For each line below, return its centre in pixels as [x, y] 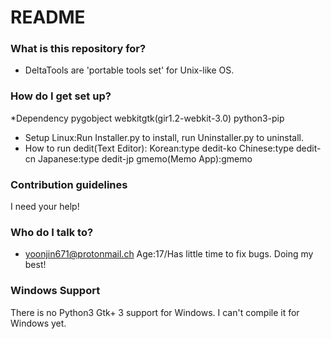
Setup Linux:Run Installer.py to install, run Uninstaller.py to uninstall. [164, 137]
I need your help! [45, 207]
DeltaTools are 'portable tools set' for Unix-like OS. [129, 70]
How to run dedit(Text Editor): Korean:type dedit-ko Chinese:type [159, 148]
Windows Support [55, 291]
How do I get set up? [61, 96]
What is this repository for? [78, 49]
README [48, 17]
